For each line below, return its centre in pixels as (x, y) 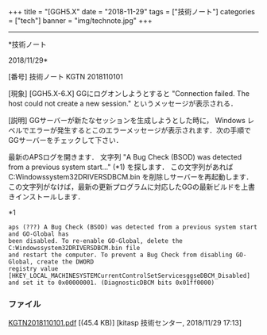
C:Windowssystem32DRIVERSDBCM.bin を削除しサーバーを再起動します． (131, 177)
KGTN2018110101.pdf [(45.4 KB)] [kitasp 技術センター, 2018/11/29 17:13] (125, 323)
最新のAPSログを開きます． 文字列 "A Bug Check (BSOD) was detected (125, 157)
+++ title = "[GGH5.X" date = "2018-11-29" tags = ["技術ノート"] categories (132, 12)
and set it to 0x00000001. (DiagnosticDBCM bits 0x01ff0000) (112, 283)
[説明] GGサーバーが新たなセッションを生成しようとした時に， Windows (127, 120)
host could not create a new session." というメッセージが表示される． (123, 103)
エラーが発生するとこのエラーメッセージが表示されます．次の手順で (140, 130)
